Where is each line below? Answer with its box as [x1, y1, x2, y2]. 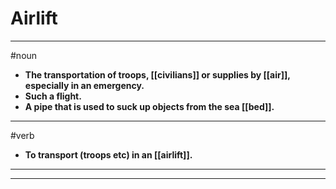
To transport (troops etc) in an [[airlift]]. [24, 148, 193, 161]
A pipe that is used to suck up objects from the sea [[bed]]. [24, 100, 275, 112]
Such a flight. [24, 90, 82, 102]
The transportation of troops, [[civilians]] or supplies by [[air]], [24, 68, 291, 81]
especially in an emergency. [24, 79, 145, 91]
